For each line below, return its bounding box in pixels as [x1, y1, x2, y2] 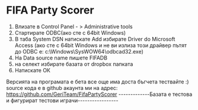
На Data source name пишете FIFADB [14, 54, 108, 61]
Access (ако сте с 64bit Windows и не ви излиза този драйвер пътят [14, 42, 187, 49]
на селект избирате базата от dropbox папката [14, 60, 133, 68]
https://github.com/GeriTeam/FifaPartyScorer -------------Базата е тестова [6, 91, 193, 98]
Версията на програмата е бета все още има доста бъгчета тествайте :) [6, 78, 189, 85]
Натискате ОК [14, 66, 51, 74]
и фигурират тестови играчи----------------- [6, 96, 119, 104]
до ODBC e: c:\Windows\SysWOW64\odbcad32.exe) [14, 48, 144, 55]
